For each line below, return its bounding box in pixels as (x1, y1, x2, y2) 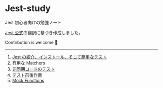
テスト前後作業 (12, 72, 42, 78)
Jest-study (5, 3, 51, 14)
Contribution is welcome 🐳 (5, 39, 58, 45)
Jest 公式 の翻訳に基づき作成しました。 (5, 29, 83, 35)
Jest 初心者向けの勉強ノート (5, 19, 62, 25)
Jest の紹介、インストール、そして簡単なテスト (12, 54, 107, 59)
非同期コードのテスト (12, 66, 55, 72)
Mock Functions (12, 77, 45, 83)
